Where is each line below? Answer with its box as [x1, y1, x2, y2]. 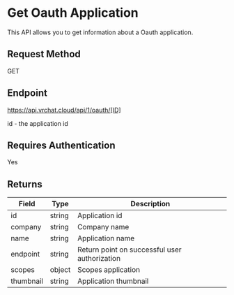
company [10, 222, 42, 232]
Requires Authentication [7, 139, 116, 151]
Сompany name [77, 222, 130, 232]
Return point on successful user [77, 245, 182, 254]
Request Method [7, 48, 81, 60]
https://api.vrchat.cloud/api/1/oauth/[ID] [7, 106, 121, 114]
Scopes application [77, 265, 141, 275]
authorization [77, 254, 120, 264]
